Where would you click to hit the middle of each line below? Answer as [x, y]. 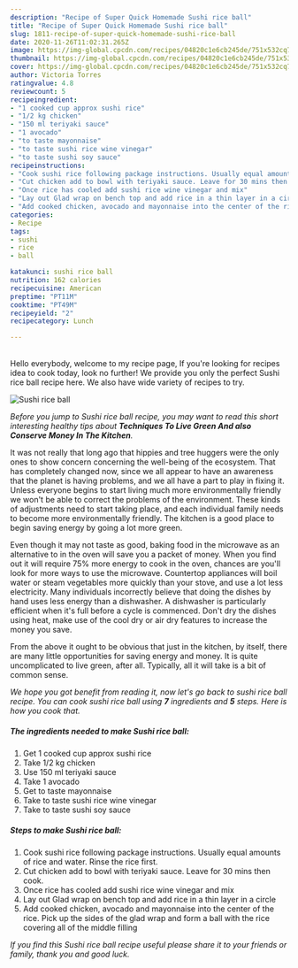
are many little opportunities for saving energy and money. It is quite [134, 657]
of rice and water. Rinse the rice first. [90, 862]
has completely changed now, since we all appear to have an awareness [142, 472]
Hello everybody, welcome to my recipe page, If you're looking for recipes [145, 364]
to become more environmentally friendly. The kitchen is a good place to [142, 519]
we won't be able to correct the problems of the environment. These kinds [145, 500]
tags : [20, 231]
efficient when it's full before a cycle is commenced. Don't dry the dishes [143, 611]
